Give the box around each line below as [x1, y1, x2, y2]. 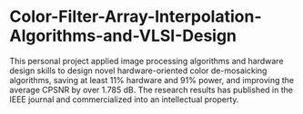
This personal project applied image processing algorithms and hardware [9, 55, 284, 66]
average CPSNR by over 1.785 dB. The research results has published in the [9, 84, 294, 95]
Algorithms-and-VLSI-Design [9, 25, 237, 46]
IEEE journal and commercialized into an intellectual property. [9, 93, 239, 105]
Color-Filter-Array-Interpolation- [9, 6, 262, 27]
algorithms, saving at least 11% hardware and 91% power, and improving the [9, 74, 294, 85]
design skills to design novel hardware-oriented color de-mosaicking [9, 65, 268, 76]
